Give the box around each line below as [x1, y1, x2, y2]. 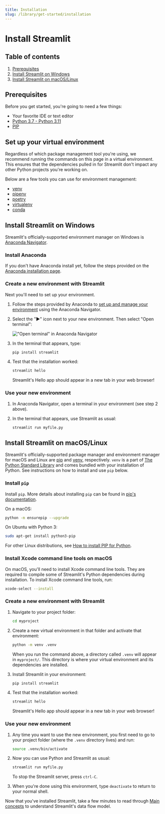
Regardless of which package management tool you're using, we [5, 151, 137, 157]
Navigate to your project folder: [12, 609, 76, 615]
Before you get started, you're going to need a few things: [5, 104, 122, 109]
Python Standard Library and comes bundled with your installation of [5, 462, 144, 468]
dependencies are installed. [12, 662, 69, 668]
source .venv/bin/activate [12, 746, 68, 751]
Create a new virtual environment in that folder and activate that [12, 627, 141, 634]
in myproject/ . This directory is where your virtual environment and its [12, 656, 154, 662]
